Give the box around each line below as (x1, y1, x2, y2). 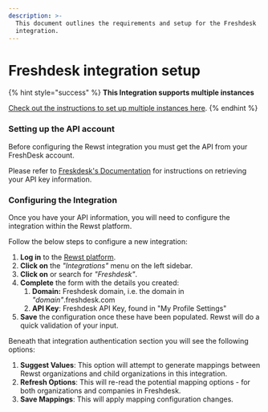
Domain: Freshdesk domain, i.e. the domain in (31, 286, 185, 296)
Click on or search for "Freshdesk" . (19, 269, 138, 279)
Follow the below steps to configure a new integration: (8, 236, 188, 246)
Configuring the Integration (8, 194, 118, 206)
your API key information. (8, 174, 92, 184)
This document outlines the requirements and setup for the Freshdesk (15, 19, 257, 27)
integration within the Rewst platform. (8, 221, 132, 230)
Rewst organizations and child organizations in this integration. (19, 369, 228, 378)
